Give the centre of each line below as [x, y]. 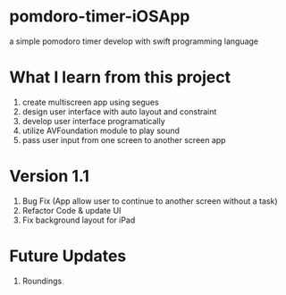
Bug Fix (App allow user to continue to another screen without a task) [150, 201]
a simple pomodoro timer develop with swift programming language [134, 41]
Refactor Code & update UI [71, 210]
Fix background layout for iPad [79, 220]
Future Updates [68, 256]
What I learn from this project [120, 77]
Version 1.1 [49, 177]
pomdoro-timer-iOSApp [100, 17]
